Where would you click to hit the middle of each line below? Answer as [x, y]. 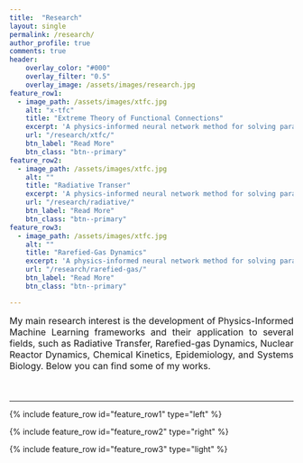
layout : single [38, 26]
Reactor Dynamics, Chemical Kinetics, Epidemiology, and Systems [151, 355]
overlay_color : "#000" [68, 69]
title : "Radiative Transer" [78, 186]
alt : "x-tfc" [50, 110]
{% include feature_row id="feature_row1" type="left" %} [116, 414]
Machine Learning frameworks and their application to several [151, 332]
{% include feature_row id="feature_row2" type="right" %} [119, 431]
